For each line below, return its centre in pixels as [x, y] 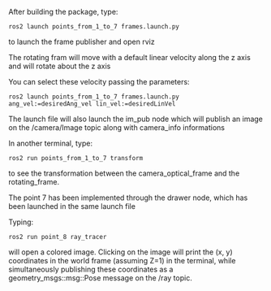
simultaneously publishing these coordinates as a [91, 269]
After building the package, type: [63, 12]
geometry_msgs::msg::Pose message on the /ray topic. [100, 278]
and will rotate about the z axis [60, 66]
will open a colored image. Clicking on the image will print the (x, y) [120, 252]
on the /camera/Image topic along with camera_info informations [117, 128]
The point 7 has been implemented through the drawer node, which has [128, 198]
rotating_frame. [34, 182]
